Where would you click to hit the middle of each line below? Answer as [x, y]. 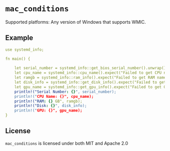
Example [19, 38]
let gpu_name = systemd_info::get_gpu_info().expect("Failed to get [88, 87]
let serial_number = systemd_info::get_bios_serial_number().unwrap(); [91, 68]
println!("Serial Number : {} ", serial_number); [65, 92]
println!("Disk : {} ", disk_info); [51, 106]
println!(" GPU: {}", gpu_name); [48, 110]
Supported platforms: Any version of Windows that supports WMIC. [76, 22]
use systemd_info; [25, 50]
